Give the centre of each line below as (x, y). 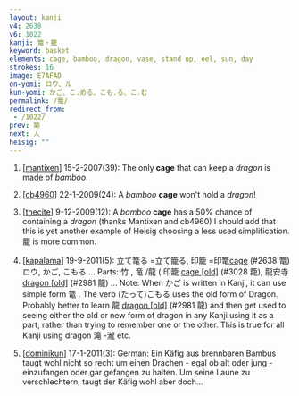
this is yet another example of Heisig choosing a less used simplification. (156, 231)
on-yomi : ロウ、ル (41, 84)
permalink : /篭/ (39, 101)
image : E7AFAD (36, 76)
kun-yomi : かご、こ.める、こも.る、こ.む (79, 92)
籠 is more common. (59, 241)
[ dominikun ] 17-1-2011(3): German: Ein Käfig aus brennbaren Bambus (149, 353)
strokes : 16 (31, 68)
